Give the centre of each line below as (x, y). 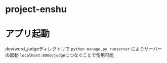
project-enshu (36, 9)
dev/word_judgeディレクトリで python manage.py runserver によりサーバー (84, 49)
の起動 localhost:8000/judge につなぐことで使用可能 (59, 55)
